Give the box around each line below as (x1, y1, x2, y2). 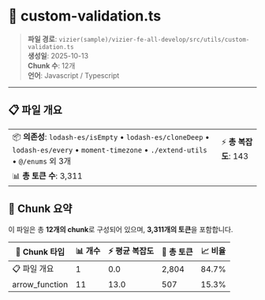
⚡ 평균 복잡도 (107, 245, 155, 256)
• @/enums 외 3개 (12, 156, 72, 167)
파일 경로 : (27, 34, 58, 43)
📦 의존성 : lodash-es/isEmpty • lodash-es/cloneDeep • (12, 131, 211, 142)
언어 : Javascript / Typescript (27, 70, 120, 80)
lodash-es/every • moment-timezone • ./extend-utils (12, 144, 207, 155)
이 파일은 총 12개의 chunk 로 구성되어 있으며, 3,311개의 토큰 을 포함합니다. (8, 224, 233, 234)
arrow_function (12, 279, 69, 290)
